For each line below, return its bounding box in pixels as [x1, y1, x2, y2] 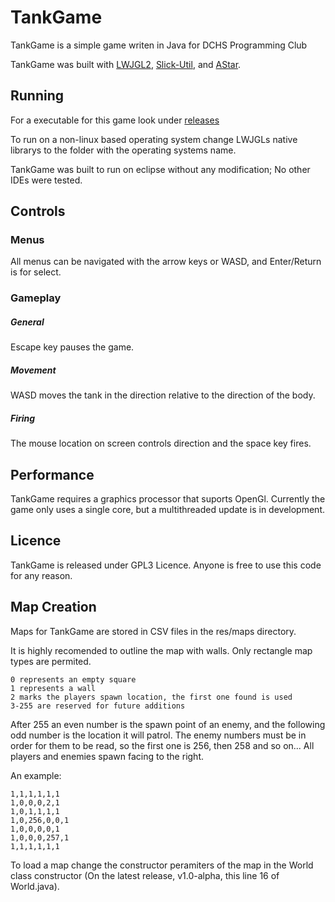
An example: [10, 769, 62, 781]
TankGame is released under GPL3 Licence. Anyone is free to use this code [10, 559, 322, 571]
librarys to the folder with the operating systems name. [10, 144, 237, 156]
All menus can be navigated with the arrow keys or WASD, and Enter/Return [10, 256, 322, 268]
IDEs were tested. [10, 174, 83, 186]
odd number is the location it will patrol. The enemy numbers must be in [10, 729, 307, 741]
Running [10, 87, 65, 105]
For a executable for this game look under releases [10, 114, 220, 126]
